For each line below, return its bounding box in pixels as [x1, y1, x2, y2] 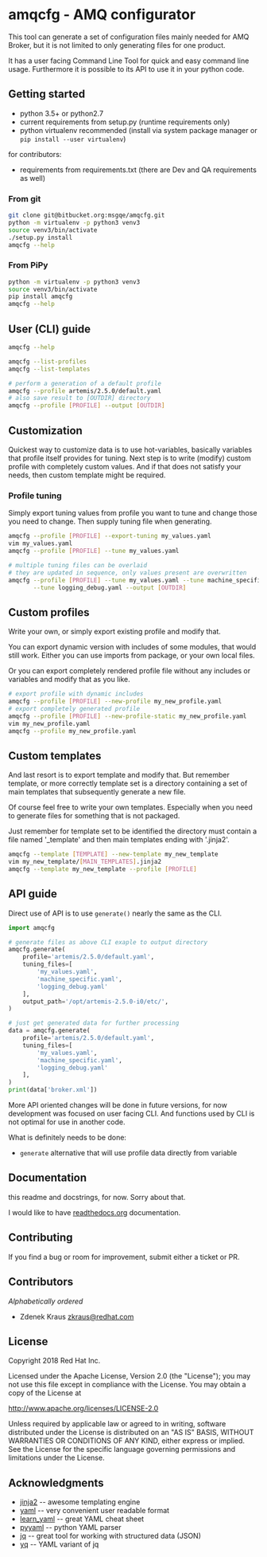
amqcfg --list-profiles [8, 357, 87, 366]
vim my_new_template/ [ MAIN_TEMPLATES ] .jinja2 [8, 858, 161, 866]
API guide [8, 887, 57, 901]
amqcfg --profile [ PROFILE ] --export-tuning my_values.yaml [8, 532, 212, 540]
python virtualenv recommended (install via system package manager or [19, 125, 257, 135]
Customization [8, 424, 83, 437]
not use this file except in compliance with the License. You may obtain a [8, 1380, 246, 1390]
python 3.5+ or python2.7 [19, 108, 104, 118]
